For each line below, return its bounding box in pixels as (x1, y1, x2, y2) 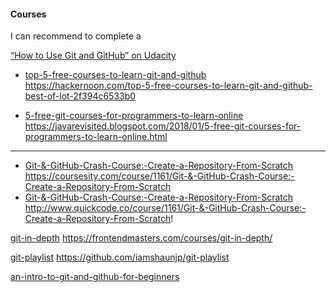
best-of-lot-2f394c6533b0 (24, 90, 137, 102)
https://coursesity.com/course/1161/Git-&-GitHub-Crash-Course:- (24, 170, 295, 182)
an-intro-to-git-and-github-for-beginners (10, 271, 180, 283)
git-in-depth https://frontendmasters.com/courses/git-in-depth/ (10, 232, 273, 244)
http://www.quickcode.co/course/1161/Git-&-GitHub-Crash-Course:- (24, 202, 307, 214)
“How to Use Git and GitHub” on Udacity (10, 50, 177, 62)
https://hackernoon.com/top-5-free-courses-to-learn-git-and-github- (24, 80, 313, 92)
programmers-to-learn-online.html (24, 131, 168, 143)
